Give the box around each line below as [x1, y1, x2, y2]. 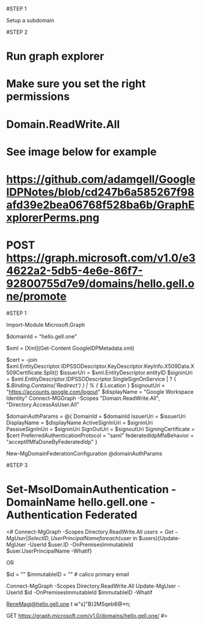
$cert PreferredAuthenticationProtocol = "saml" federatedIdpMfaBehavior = [6, 432, 194, 439]
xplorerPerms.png [6, 211, 100, 225]
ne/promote [6, 290, 67, 303]
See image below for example [6, 145, 157, 158]
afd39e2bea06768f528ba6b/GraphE [6, 198, 195, 211]
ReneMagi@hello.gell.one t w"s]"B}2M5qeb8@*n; [6, 600, 131, 608]
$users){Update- [138, 534, 181, 541]
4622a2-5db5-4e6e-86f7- [6, 264, 143, 278]
